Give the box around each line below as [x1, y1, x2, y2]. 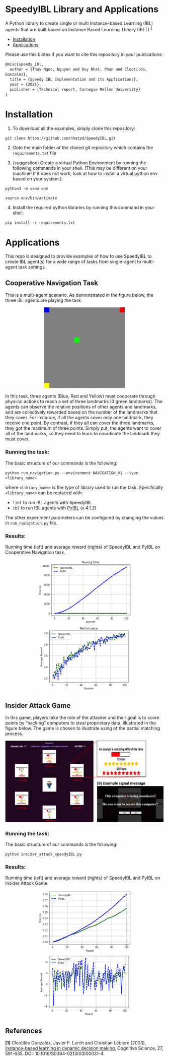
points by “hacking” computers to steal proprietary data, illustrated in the [5, 720, 156, 726]
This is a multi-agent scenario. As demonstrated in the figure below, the [5, 292, 154, 298]
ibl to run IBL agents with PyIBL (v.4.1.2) [12, 505, 97, 511]
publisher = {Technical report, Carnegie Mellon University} [10, 87, 141, 92]
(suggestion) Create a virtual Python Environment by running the [12, 160, 147, 166]
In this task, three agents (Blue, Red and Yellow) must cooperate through [5, 393, 156, 399]
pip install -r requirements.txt [5, 220, 75, 225]
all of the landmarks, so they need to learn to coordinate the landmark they [5, 431, 160, 437]
